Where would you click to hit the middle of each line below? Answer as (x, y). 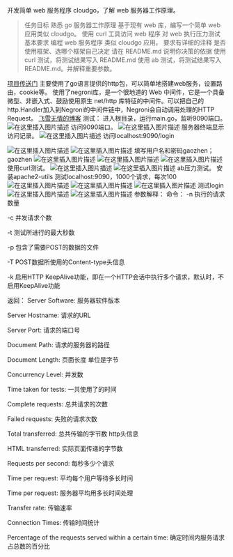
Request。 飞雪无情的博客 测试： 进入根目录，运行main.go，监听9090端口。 (117, 118)
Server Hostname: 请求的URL (49, 315)
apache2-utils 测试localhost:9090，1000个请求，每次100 (95, 177)
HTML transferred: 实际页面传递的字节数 (65, 449)
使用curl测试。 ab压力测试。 (111, 168)
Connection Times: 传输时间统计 (54, 522)
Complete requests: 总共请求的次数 (57, 404)
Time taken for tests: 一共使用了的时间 (62, 389)
